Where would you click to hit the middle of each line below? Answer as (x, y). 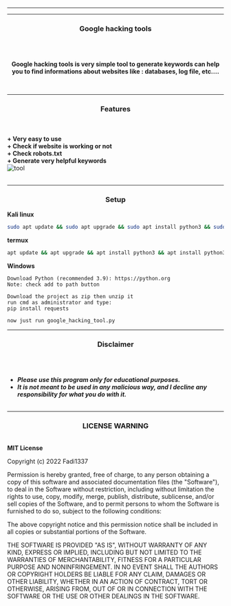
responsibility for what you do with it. (72, 394)
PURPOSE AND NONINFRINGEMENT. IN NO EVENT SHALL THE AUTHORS (113, 567)
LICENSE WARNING (115, 425)
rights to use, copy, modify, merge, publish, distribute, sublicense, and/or (111, 497)
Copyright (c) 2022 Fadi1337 (47, 462)
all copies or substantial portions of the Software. (77, 532)
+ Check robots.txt (35, 153)
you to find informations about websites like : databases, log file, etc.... (115, 71)
